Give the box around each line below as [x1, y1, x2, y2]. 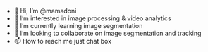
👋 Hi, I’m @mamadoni [13, 7, 77, 15]
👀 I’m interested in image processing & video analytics [13, 14, 171, 22]
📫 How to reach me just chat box [13, 37, 111, 45]
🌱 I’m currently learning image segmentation [13, 22, 143, 30]
